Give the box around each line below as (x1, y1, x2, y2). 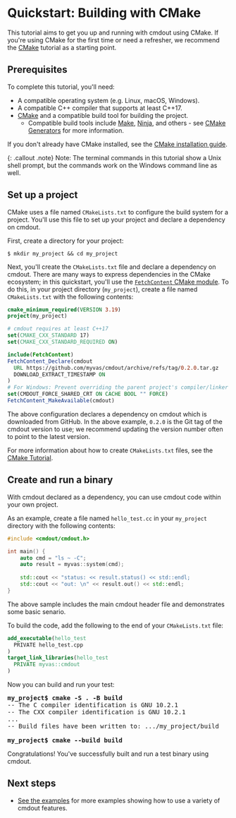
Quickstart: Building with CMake (7, 5, 201, 21)
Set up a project (7, 189, 78, 201)
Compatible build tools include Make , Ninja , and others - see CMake (27, 119, 226, 127)
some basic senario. (7, 607, 66, 615)
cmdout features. (17, 803, 68, 812)
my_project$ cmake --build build (7, 736, 123, 744)
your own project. (7, 500, 58, 509)
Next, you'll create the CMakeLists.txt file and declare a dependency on (7, 263, 216, 271)
